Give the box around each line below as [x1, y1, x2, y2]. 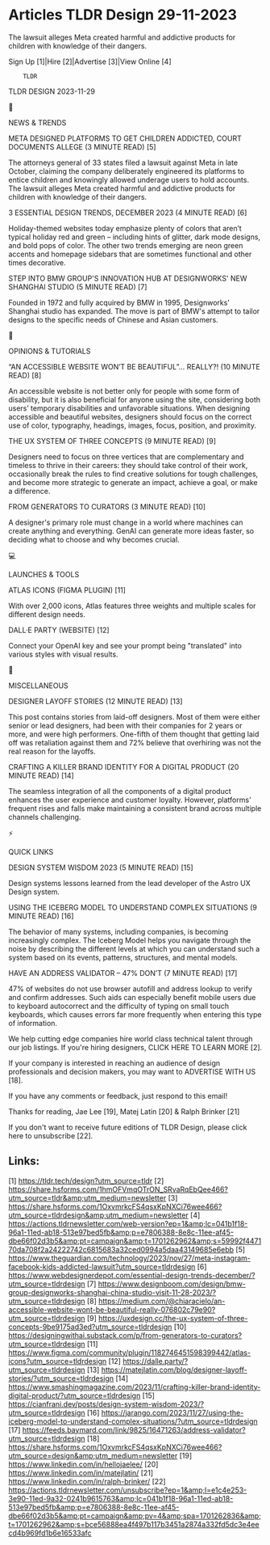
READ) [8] [8, 370, 42, 380]
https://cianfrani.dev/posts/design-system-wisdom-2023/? [8, 1399, 204, 1408]
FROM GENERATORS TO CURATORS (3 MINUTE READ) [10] [8, 501, 206, 511]
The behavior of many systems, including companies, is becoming [8, 927, 229, 936]
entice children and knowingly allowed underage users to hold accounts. [8, 175, 250, 184]
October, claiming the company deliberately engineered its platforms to [8, 166, 245, 175]
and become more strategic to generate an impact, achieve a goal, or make [8, 477, 258, 487]
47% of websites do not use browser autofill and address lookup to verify [8, 984, 252, 994]
